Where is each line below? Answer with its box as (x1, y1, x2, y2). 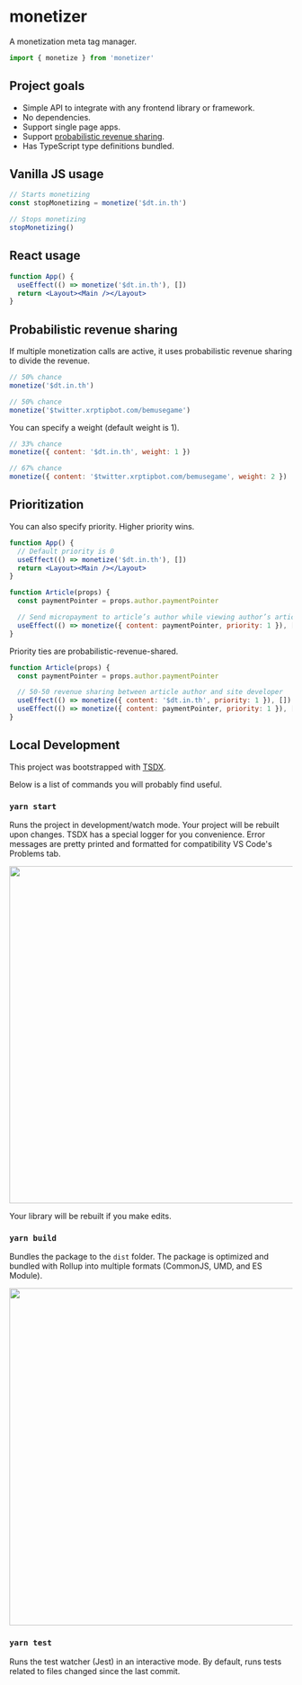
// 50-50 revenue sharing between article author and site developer (17, 688, 283, 697)
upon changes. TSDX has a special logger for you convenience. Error (9, 829, 266, 840)
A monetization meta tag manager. (9, 36, 138, 47)
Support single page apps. (22, 121, 121, 132)
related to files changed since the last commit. (9, 1665, 181, 1676)
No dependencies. (22, 111, 92, 122)
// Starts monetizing (9, 191, 91, 200)
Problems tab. (9, 848, 61, 859)
